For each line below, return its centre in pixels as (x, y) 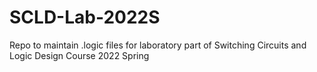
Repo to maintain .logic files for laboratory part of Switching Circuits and (158, 45)
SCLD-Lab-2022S (85, 17)
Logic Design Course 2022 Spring (79, 55)
